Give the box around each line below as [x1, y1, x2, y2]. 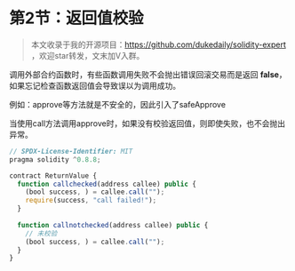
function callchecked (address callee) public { [17, 179, 197, 188]
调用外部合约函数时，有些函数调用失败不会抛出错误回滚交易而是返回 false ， [9, 68, 287, 80]
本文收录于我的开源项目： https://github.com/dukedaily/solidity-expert [30, 39, 286, 50]
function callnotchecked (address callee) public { [17, 220, 209, 229]
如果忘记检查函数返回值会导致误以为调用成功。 [9, 80, 180, 91]
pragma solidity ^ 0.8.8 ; [9, 155, 101, 164]
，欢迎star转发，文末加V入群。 [30, 50, 145, 60]
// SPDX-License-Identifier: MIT [9, 147, 133, 155]
